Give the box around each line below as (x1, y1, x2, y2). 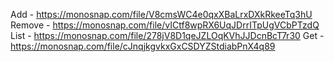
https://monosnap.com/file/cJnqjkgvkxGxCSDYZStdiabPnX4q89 (10, 40, 276, 52)
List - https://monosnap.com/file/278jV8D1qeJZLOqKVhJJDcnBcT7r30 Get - (10, 30, 325, 41)
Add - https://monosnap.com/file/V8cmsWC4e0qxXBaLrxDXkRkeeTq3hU (10, 9, 313, 20)
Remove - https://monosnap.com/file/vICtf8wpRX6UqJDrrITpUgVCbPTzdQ (10, 19, 320, 31)
